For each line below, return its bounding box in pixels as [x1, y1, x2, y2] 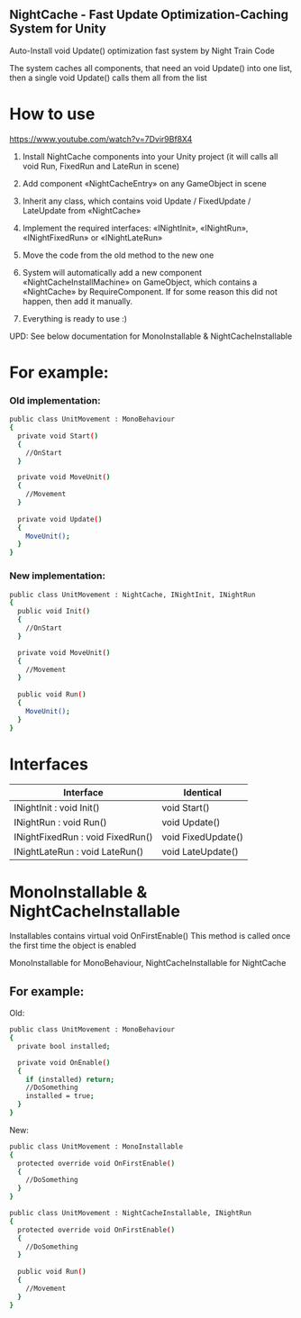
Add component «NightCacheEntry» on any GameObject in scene [22, 177, 268, 188]
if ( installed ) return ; [25, 1075, 115, 1084]
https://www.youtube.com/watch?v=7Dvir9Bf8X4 [9, 133, 193, 144]
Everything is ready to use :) [22, 313, 128, 323]
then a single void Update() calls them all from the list [9, 72, 207, 83]
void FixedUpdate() [161, 831, 243, 843]
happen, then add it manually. [22, 295, 133, 306]
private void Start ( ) [17, 432, 99, 441]
